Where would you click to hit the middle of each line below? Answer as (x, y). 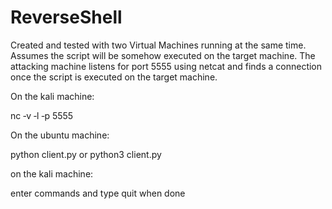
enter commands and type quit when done (98, 193)
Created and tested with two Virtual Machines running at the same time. (158, 45)
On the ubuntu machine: (60, 135)
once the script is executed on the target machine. (114, 77)
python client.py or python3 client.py (86, 154)
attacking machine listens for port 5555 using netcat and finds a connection (166, 66)
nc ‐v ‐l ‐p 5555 (42, 115)
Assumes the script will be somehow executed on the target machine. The (163, 55)
